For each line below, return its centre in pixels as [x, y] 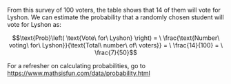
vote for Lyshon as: [34, 24]
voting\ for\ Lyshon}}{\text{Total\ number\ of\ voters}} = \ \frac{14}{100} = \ [116, 45]
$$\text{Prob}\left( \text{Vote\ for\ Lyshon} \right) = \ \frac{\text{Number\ [116, 38]
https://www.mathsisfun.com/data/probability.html [79, 73]
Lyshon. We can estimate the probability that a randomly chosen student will [115, 17]
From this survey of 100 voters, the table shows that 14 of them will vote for [114, 10]
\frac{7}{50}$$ [116, 52]
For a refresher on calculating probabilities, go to [77, 66]
